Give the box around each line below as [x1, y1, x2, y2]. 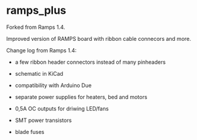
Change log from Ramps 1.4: [6, 46, 77, 54]
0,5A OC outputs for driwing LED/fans [14, 105, 109, 112]
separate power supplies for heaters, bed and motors [14, 93, 148, 100]
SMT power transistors [14, 117, 72, 124]
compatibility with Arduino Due [14, 82, 92, 89]
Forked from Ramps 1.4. [6, 23, 65, 31]
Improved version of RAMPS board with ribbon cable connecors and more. [6, 35, 192, 42]
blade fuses [14, 128, 45, 135]
